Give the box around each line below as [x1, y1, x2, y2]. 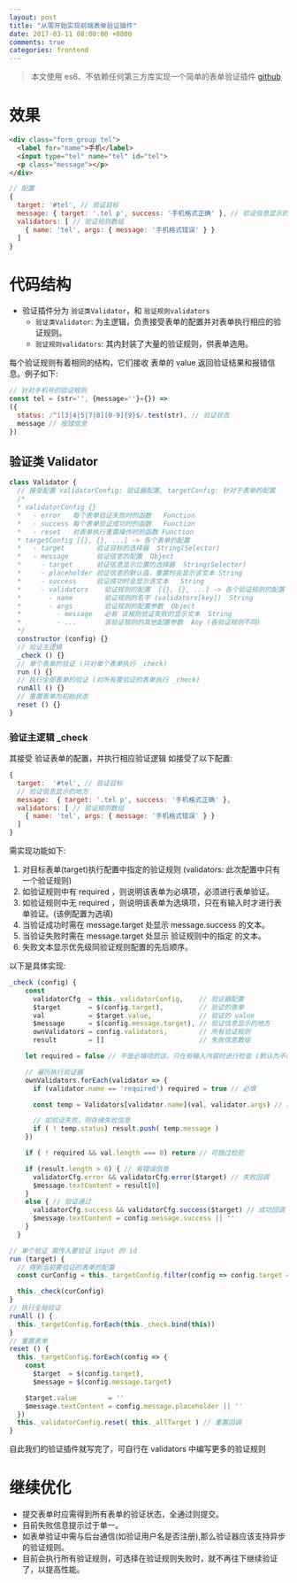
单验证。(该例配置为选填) [21, 908, 114, 919]
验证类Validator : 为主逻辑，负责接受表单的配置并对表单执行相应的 [34, 316, 274, 328]
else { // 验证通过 [25, 1197, 91, 1207]
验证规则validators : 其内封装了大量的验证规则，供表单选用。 [34, 338, 254, 350]
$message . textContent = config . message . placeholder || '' [25, 1402, 243, 1410]
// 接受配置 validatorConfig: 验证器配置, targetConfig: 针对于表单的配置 [17, 486, 276, 496]
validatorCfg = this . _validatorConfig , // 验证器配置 [32, 994, 245, 1003]
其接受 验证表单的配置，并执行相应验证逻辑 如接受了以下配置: [9, 753, 232, 764]
